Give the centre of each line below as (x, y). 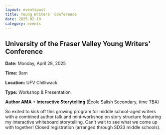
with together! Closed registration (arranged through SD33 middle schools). (83, 128)
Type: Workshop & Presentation (38, 92)
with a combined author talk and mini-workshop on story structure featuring (83, 117)
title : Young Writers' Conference (41, 14)
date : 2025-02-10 (23, 19)
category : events (23, 24)
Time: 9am (16, 73)
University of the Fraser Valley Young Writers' (78, 43)
